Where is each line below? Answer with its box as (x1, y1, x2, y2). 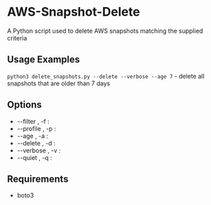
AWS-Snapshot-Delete (7, 4, 140, 20)
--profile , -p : (16, 124, 56, 133)
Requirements (7, 173, 69, 184)
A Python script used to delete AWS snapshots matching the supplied (7, 27, 203, 35)
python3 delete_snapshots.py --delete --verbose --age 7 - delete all (7, 72, 205, 80)
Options (7, 99, 42, 111)
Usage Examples (7, 54, 80, 66)
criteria (7, 33, 27, 42)
